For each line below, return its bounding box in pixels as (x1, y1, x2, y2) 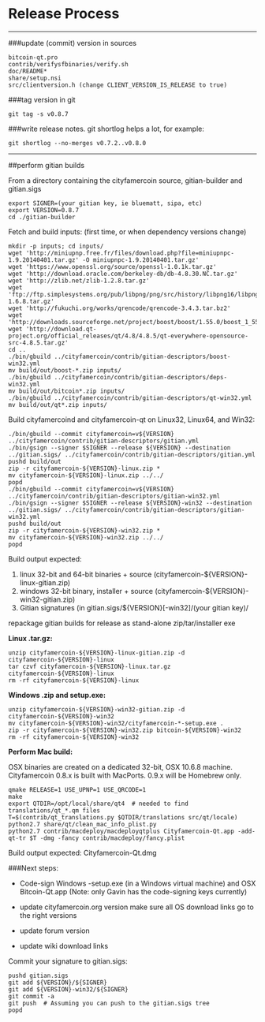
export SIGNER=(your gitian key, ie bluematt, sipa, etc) (8, 199, 203, 207)
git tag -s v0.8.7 (8, 110, 69, 118)
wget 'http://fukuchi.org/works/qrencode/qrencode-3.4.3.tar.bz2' (8, 304, 231, 312)
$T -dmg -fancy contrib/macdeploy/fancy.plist (28, 834, 185, 842)
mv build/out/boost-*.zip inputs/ (8, 366, 122, 375)
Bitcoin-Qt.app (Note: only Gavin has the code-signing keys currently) (19, 886, 248, 896)
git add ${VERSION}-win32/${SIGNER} (8, 985, 129, 994)
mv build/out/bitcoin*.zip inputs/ (8, 387, 125, 395)
